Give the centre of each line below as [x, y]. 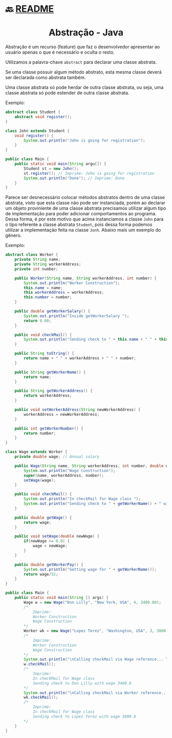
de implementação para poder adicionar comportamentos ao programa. [81, 214]
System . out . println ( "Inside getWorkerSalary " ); [77, 316]
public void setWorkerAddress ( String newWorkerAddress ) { [78, 410]
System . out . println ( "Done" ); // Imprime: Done [74, 178]
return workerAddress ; [48, 396]
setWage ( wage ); [40, 480]
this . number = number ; [48, 297]
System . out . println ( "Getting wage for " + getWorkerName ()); [90, 569]
